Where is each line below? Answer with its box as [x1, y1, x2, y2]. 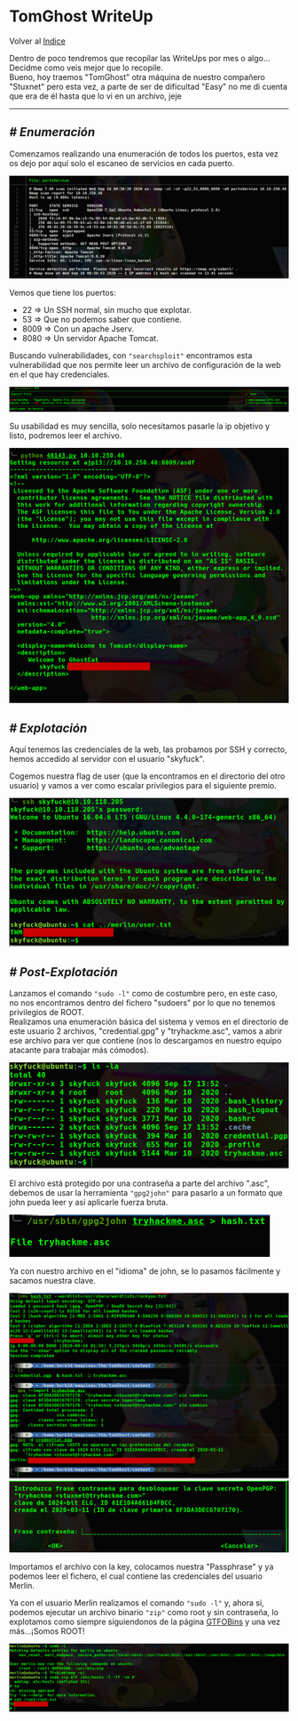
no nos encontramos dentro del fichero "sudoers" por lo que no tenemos [9, 997, 276, 1008]
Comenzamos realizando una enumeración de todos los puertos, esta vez [9, 148, 279, 159]
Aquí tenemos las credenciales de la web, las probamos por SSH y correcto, [9, 744, 287, 755]
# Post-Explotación [9, 965, 118, 980]
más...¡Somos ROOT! [9, 1625, 86, 1637]
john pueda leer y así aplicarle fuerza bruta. [9, 1197, 169, 1207]
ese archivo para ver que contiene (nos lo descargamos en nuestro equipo [9, 1036, 282, 1046]
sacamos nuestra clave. [9, 1275, 96, 1285]
